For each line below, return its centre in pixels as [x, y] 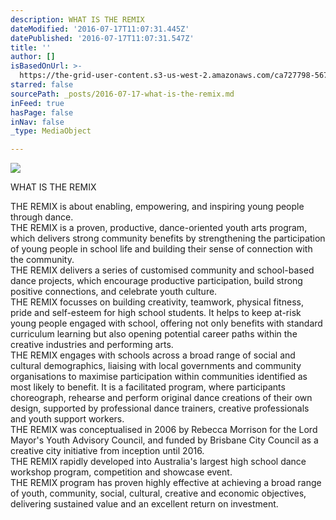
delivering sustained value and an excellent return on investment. [144, 504]
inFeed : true [37, 103]
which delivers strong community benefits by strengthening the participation [168, 238]
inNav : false [37, 122]
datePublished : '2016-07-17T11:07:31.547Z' [102, 38]
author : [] [33, 57]
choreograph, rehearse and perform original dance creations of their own [161, 398]
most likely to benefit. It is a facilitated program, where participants [148, 387]
